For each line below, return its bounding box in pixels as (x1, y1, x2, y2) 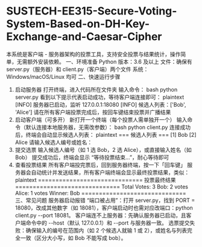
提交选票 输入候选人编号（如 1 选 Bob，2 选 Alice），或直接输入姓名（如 (14, 146, 192, 153)
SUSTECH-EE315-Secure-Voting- (6, 4, 177, 18)
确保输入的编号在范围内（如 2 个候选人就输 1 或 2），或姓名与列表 (25, 227, 188, 234)
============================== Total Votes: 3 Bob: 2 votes (14, 183, 189, 190)
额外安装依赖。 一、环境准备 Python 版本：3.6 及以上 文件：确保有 (27, 58, 192, 65)
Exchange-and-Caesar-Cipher (6, 30, 162, 43)
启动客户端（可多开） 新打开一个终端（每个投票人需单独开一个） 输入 (14, 116, 188, 123)
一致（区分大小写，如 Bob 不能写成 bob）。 (20, 234, 127, 242)
